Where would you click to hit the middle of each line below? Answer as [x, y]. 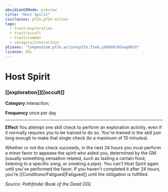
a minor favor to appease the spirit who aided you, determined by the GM [81, 153]
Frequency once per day [31, 113]
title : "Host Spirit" [28, 15]
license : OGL [19, 52]
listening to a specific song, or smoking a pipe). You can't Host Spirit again [82, 163]
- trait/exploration [31, 29]
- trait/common [25, 38]
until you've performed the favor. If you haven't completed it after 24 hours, [83, 169]
